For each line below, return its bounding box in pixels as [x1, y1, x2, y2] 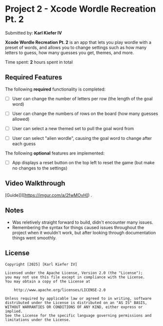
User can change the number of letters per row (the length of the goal [12, 96, 153, 101]
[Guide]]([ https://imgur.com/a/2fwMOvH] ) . [5, 192, 92, 198]
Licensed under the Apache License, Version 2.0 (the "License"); [5, 270, 143, 275]
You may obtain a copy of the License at [5, 279, 91, 284]
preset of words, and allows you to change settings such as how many [5, 44, 147, 50]
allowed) [12, 116, 30, 122]
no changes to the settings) [12, 165, 68, 171]
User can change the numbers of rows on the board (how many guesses [12, 111, 159, 116]
